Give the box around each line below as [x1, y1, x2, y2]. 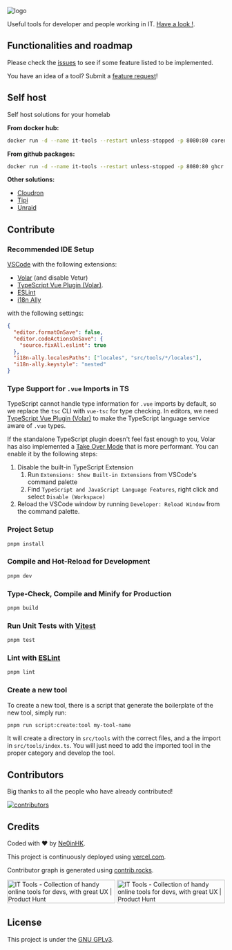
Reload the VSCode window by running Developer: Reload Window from [17, 500, 220, 508]
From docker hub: [7, 123, 59, 132]
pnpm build [7, 604, 39, 611]
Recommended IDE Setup [7, 244, 95, 254]
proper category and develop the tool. [7, 749, 115, 758]
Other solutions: [7, 175, 55, 183]
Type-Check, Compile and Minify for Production [7, 589, 172, 598]
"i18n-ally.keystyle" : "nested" [13, 361, 107, 368]
